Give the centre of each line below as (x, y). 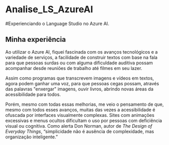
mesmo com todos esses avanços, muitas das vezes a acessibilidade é (80, 110)
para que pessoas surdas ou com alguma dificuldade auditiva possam (79, 63)
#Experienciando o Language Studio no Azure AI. (57, 23)
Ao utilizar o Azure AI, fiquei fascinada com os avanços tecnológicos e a (81, 52)
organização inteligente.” (31, 137)
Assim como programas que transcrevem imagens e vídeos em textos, (80, 78)
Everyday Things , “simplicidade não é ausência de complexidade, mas (80, 131)
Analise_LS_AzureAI (49, 9)
